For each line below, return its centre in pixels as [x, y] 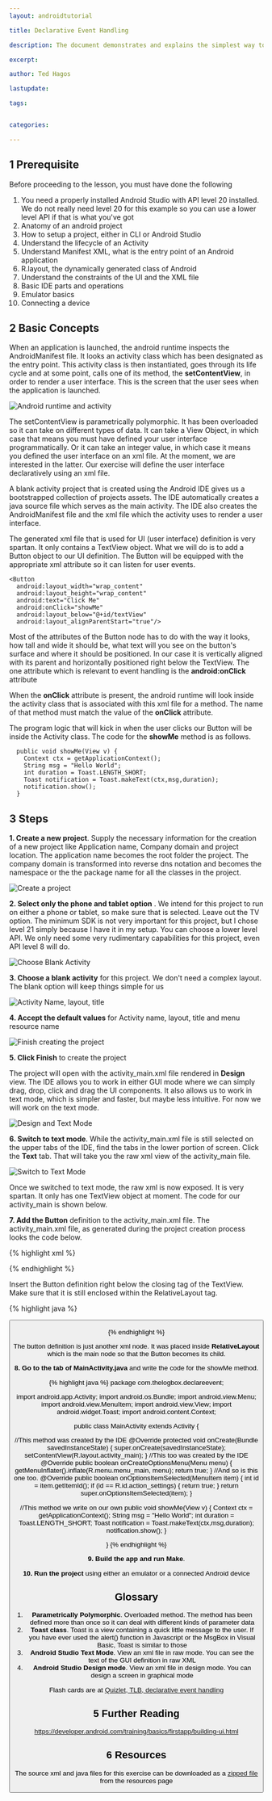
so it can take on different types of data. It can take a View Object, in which [134, 430]
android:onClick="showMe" [60, 608]
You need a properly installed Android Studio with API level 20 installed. [140, 199]
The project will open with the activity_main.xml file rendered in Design [127, 1073]
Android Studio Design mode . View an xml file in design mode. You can [142, 1668]
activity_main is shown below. [59, 1205]
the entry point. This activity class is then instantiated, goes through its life [133, 365]
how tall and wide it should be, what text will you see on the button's [123, 645]
